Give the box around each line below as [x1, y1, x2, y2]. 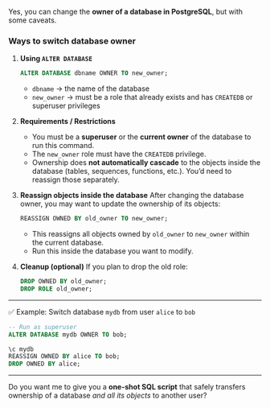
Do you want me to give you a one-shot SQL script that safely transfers [8, 382, 246, 392]
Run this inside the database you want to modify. [31, 246, 194, 256]
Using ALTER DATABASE [19, 54, 92, 64]
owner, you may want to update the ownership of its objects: [19, 199, 221, 208]
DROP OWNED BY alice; [8, 360, 81, 369]
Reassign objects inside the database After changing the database [19, 191, 244, 200]
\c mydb [8, 345, 35, 353]
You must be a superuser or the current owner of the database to [31, 132, 252, 142]
